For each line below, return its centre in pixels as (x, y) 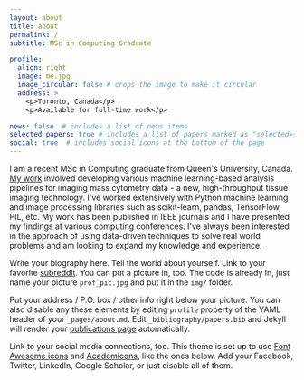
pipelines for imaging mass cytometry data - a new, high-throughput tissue (149, 188)
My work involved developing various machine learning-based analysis (142, 178)
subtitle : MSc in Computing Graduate (81, 43)
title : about (34, 26)
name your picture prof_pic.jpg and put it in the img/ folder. (121, 282)
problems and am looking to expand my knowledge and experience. (136, 246)
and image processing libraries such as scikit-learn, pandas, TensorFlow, (146, 207)
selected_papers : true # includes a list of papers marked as (129, 135)
